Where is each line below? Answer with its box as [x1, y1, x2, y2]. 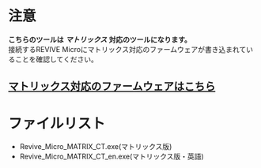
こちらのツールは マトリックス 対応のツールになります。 [8, 35, 192, 44]
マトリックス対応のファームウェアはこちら [8, 80, 216, 93]
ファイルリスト [8, 114, 106, 133]
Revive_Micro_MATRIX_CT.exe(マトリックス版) [19, 142, 172, 151]
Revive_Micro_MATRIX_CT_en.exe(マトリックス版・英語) [19, 151, 204, 162]
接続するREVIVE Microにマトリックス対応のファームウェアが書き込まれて [8, 44, 247, 54]
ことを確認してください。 [14, 54, 99, 64]
